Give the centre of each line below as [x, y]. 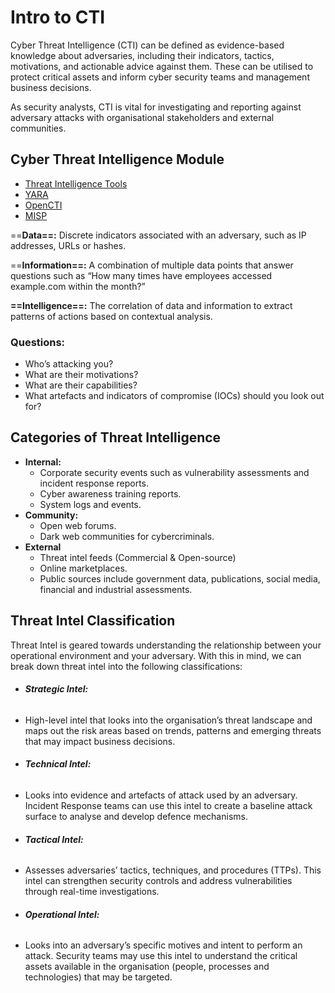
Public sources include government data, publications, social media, [180, 578]
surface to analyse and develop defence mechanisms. [136, 817]
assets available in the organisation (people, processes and [147, 967]
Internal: [43, 462]
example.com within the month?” [78, 286]
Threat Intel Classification [93, 621]
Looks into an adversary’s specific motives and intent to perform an [163, 945]
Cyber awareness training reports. [110, 493]
